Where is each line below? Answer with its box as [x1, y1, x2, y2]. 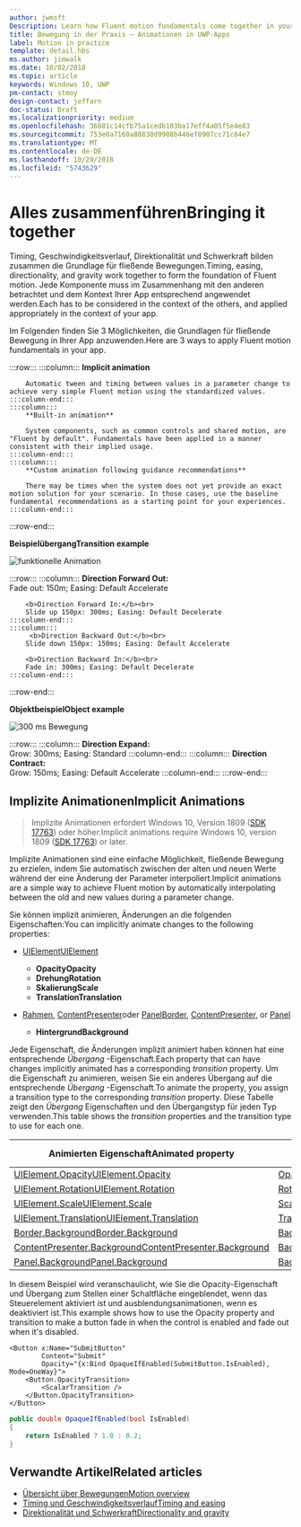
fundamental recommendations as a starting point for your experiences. [9, 498, 287, 507]
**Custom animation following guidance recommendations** [25, 466, 246, 475]
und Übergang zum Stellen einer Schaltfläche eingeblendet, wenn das [9, 1288, 268, 1299]
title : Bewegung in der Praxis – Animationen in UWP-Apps [9, 30, 230, 39]
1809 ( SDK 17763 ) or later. [30, 836, 128, 847]
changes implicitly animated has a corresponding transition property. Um [9, 1064, 279, 1074]
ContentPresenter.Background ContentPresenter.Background [13, 1241, 270, 1254]
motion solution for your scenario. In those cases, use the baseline [9, 490, 279, 499]
